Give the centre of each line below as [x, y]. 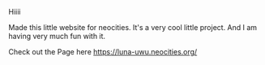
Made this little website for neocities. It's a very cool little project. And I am [133, 27]
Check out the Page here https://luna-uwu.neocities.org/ [103, 52]
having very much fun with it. [57, 36]
